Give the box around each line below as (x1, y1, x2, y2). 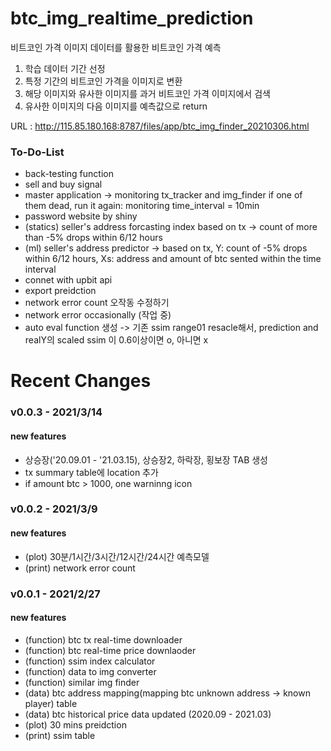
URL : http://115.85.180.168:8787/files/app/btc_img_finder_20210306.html (10, 120, 310, 132)
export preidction (24, 285, 97, 297)
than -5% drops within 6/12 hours (24, 232, 163, 244)
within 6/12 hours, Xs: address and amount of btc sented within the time (24, 253, 322, 265)
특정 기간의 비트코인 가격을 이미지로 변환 (24, 75, 183, 87)
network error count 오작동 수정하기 (24, 297, 170, 309)
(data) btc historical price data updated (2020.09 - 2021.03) (24, 708, 272, 720)
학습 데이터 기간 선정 (24, 62, 106, 74)
